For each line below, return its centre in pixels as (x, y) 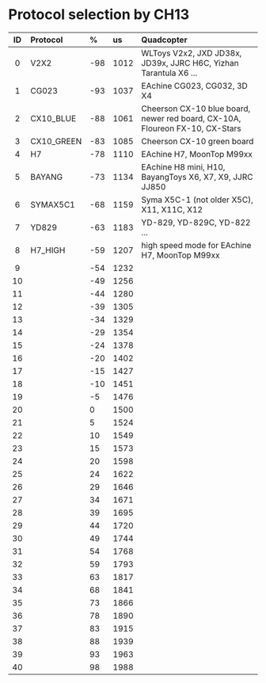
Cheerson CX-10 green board (198, 141)
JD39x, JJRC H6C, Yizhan (190, 63)
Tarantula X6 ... (169, 73)
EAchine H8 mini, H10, (183, 166)
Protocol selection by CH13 (99, 15)
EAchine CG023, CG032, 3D (194, 86)
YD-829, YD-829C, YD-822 (196, 222)
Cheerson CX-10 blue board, (196, 109)
